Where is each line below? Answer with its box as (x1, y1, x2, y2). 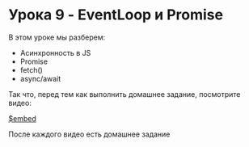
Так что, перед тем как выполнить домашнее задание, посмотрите (8, 89, 241, 99)
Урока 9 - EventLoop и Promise (8, 6, 224, 24)
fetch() (19, 65, 43, 74)
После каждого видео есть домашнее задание (8, 129, 171, 139)
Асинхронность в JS (19, 48, 91, 57)
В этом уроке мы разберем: (8, 32, 106, 42)
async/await (19, 73, 61, 83)
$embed (8, 113, 36, 123)
